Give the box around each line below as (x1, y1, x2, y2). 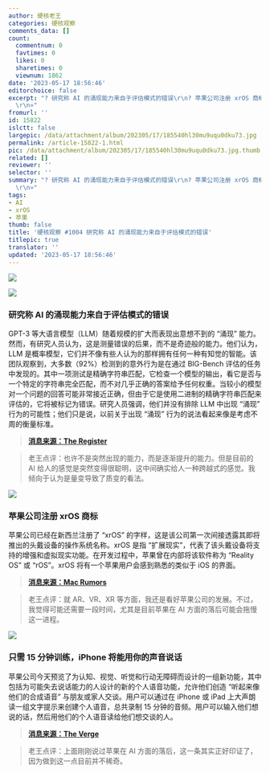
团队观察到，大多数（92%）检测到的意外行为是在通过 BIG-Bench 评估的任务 (8, 358, 261, 368)
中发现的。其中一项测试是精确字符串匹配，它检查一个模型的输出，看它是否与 (8, 369, 262, 378)
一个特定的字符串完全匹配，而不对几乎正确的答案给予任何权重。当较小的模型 (8, 378, 262, 388)
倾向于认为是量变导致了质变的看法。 (27, 473, 149, 483)
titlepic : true (8, 236, 59, 244)
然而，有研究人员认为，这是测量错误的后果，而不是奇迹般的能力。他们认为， (8, 338, 262, 348)
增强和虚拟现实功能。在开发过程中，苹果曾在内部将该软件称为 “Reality (22, 550, 255, 560)
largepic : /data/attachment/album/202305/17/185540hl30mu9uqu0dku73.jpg (8, 131, 257, 139)
